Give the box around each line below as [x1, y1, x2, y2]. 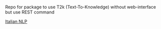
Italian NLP [5, 19, 27, 24]
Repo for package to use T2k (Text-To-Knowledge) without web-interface [5, 4, 157, 10]
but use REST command [5, 9, 55, 15]
